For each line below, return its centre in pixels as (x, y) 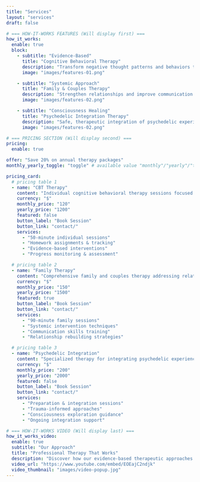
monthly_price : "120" (43, 204)
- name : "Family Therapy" (44, 270)
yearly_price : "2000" (43, 376)
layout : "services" (30, 17)
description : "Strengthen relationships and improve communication (107, 94)
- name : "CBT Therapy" (40, 188)
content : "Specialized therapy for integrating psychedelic (93, 359)
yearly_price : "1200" (43, 210)
